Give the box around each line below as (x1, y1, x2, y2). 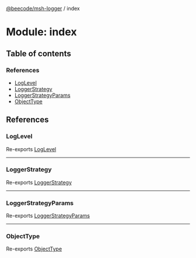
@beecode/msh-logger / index (6, 5, 80, 12)
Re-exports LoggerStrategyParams (6, 212, 90, 219)
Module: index (6, 26, 77, 39)
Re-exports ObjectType (6, 245, 62, 253)
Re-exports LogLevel (6, 145, 57, 152)
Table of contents (6, 48, 71, 58)
